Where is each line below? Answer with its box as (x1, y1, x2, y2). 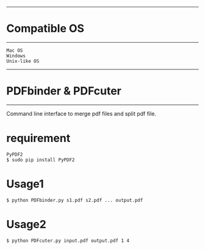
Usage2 (6, 217, 47, 231)
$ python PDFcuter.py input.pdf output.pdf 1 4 (6, 237, 130, 244)
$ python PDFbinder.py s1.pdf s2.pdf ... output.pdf (6, 197, 143, 203)
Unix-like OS (6, 58, 40, 64)
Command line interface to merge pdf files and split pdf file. (6, 110, 157, 117)
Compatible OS (6, 22, 84, 35)
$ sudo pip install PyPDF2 (6, 157, 75, 163)
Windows (6, 52, 26, 59)
